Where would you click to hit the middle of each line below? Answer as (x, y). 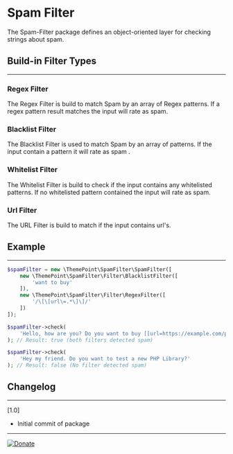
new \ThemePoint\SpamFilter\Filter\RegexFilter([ (93, 295)
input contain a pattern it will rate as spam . (69, 152)
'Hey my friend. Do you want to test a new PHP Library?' (105, 359)
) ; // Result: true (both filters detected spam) (80, 340)
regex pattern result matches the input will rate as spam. (88, 112)
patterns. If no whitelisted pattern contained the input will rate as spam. (109, 192)
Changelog (32, 387)
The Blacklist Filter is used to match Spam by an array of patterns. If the (110, 144)
